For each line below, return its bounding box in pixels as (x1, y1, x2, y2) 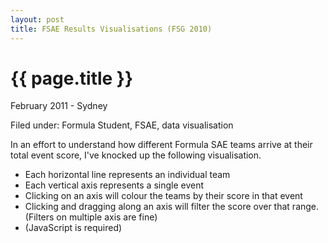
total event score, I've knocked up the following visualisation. (10, 149, 262, 161)
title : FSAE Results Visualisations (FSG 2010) (10, 24, 213, 34)
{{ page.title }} (10, 67, 134, 90)
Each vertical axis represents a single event (24, 179, 205, 191)
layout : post (10, 14, 65, 25)
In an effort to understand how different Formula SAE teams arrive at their (10, 139, 313, 151)
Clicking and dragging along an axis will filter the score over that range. (24, 201, 320, 213)
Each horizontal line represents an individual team (24, 169, 231, 181)
